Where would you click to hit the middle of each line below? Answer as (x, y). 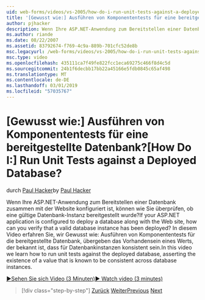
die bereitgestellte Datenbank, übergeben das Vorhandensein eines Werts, (100, 241)
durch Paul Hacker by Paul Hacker (49, 190)
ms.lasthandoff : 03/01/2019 (42, 86)
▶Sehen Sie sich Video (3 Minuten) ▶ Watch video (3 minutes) (85, 279)
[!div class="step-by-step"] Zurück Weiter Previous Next (92, 290)
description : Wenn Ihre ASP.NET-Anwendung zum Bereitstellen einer (94, 29)
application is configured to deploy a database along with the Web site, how (102, 221)
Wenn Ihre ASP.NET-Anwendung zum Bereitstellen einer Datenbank (91, 202)
